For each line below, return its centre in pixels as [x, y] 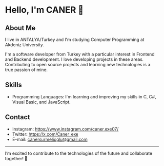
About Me [20, 28]
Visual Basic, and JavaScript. [41, 102]
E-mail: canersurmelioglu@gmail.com [50, 139]
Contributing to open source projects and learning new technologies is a [78, 65]
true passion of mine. [26, 70]
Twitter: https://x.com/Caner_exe [45, 134]
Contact [18, 117]
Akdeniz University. [25, 45]
